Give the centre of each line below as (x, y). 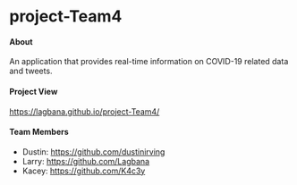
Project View (34, 91)
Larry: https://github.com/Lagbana (86, 161)
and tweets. (31, 71)
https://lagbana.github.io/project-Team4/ (85, 111)
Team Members (39, 132)
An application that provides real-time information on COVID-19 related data (149, 62)
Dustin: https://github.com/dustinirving (93, 151)
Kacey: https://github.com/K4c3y (84, 171)
